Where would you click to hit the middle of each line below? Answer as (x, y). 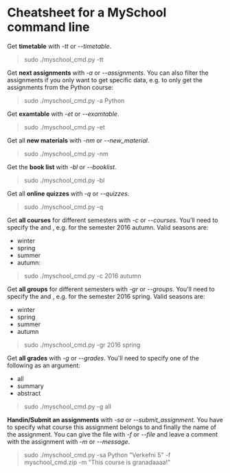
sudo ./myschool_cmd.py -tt (64, 59)
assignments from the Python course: (60, 87)
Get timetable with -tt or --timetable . (59, 46)
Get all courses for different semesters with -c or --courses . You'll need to (113, 220)
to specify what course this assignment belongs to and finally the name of (112, 427)
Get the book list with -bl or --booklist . (62, 167)
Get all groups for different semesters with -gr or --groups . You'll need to (111, 289)
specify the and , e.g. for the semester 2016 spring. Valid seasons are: (106, 296)
